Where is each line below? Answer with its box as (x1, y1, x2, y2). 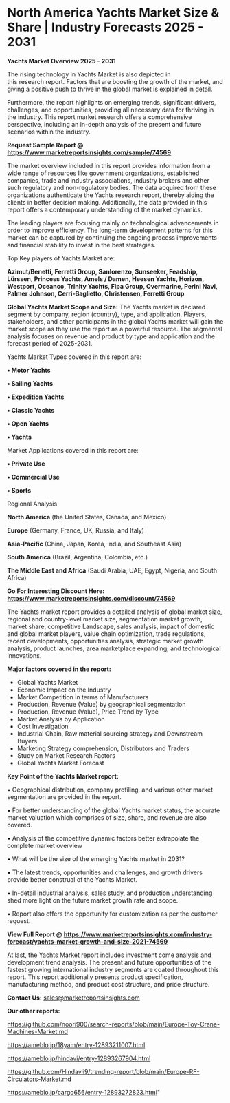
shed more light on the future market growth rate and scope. (7, 896, 179, 904)
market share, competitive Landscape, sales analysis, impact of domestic (7, 622, 215, 630)
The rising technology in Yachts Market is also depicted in (7, 70, 171, 79)
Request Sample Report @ (7, 141, 84, 149)
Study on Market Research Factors (16, 751, 115, 759)
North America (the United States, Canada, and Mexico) (7, 513, 167, 521)
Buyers (16, 736, 38, 745)
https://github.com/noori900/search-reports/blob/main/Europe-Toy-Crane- (7, 1020, 220, 1028)
